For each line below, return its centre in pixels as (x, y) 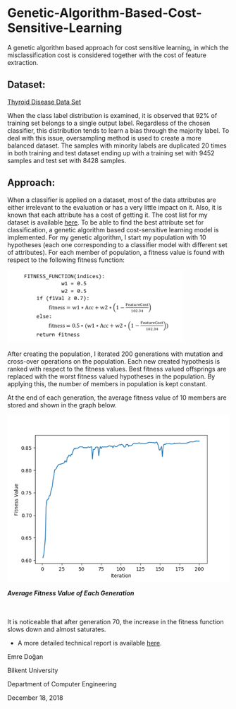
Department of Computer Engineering (62, 684)
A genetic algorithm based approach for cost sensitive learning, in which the (118, 47)
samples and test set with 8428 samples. (67, 160)
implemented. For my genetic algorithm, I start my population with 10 (107, 237)
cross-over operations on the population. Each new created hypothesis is (114, 361)
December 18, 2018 (35, 698)
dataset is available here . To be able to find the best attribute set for (106, 222)
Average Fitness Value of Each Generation (71, 593)
